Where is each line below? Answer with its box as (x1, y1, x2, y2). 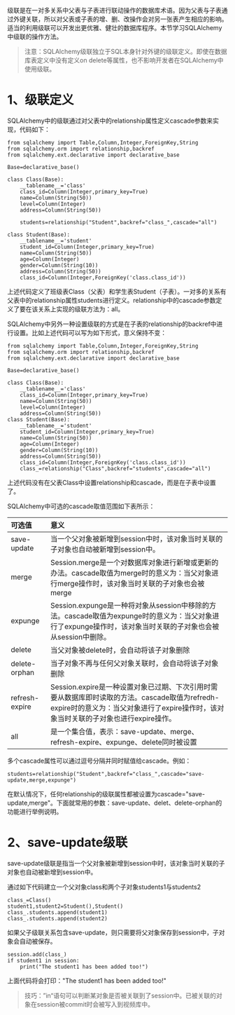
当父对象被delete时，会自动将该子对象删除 (50, 645, 190, 655)
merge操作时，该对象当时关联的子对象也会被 (57, 578, 205, 588)
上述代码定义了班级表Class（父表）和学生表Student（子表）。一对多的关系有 (7, 287, 227, 296)
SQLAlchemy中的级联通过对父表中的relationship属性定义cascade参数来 (7, 116, 213, 125)
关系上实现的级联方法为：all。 (37, 304, 124, 313)
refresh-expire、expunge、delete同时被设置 (50, 737, 197, 747)
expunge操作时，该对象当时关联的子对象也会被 (64, 621, 220, 631)
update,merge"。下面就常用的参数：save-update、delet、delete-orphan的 (7, 798, 222, 807)
